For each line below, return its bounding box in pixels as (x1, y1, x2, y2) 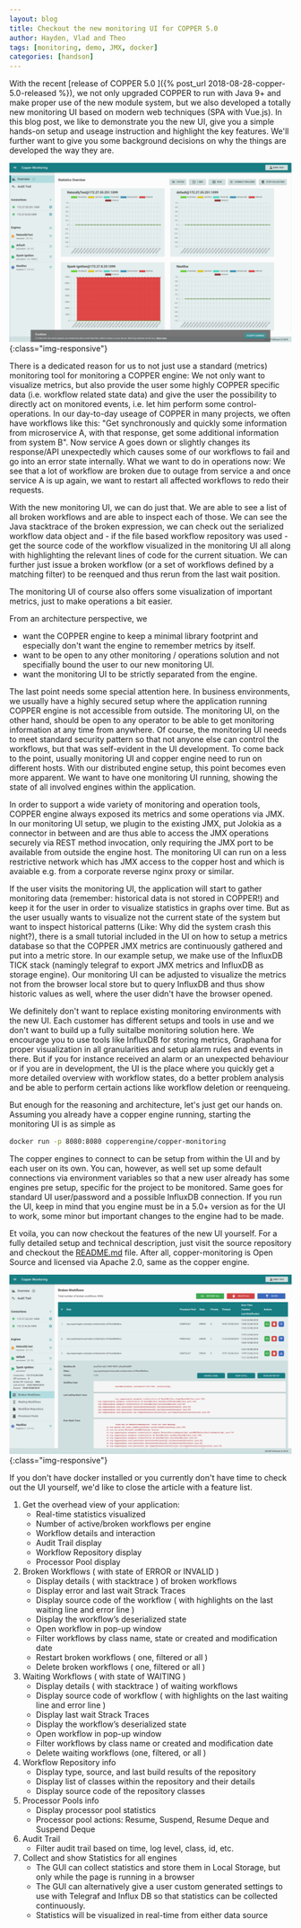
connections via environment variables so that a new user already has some (9, 1172, 290, 1183)
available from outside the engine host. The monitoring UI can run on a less (9, 847, 287, 858)
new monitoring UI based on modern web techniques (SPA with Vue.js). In (9, 107, 282, 118)
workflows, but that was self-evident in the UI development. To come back (9, 744, 285, 755)
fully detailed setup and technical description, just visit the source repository (9, 1237, 292, 1248)
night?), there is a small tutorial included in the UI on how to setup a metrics (9, 931, 288, 942)
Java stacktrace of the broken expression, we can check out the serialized (9, 521, 284, 532)
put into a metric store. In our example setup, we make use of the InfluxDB (9, 951, 284, 961)
